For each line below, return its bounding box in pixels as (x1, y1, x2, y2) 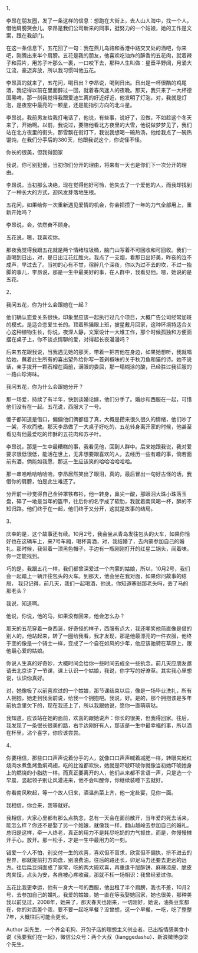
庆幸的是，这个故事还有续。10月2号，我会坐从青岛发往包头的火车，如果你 (6, 531, 186, 537)
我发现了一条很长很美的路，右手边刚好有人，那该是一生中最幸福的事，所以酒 (6, 722, 192, 729)
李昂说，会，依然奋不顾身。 (6, 221, 74, 228)
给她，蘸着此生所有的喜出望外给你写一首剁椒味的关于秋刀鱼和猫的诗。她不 (6, 356, 187, 363)
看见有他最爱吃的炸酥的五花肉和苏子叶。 (6, 431, 104, 437)
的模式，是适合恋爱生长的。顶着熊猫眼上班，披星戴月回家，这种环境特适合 (6, 321, 187, 328)
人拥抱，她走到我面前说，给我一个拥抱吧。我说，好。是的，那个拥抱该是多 (6, 694, 187, 702)
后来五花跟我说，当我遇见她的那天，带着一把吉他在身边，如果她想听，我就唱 (6, 348, 192, 356)
